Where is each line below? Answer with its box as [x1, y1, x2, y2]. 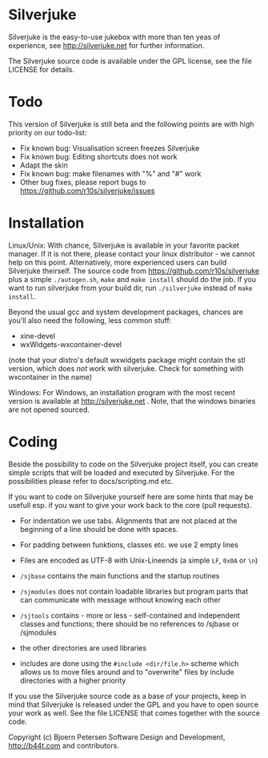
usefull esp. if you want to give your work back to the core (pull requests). [8, 500, 252, 510]
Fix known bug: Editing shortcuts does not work [19, 151, 178, 161]
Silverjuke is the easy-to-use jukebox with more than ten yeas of [8, 32, 221, 42]
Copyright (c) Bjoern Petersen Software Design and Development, [8, 732, 226, 742]
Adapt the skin [19, 160, 68, 170]
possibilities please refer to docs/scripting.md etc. [8, 476, 174, 486]
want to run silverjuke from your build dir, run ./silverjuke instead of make [8, 283, 253, 292]
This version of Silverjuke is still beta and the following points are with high [8, 119, 254, 129]
